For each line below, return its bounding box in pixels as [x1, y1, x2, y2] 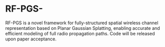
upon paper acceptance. [5, 36, 57, 42]
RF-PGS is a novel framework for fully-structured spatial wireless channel [5, 20, 158, 26]
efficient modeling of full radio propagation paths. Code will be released [5, 30, 155, 36]
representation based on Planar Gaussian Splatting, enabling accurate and [5, 25, 160, 31]
